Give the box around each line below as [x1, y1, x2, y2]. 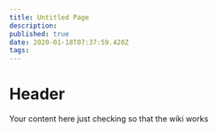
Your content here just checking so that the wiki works [9, 113, 209, 124]
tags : [9, 46, 29, 55]
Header [9, 84, 65, 105]
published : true [9, 29, 69, 38]
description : [9, 21, 58, 30]
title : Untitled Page [9, 12, 90, 22]
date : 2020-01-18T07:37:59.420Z [9, 37, 129, 47]
